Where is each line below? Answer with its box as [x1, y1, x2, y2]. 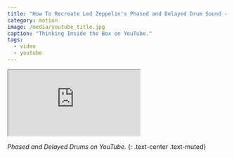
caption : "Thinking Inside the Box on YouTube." [7, 29, 152, 37]
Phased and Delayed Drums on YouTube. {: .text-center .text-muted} [7, 142, 207, 151]
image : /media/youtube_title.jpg [7, 23, 105, 30]
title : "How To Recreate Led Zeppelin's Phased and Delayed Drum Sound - [7, 10, 228, 18]
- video [13, 43, 37, 50]
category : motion [7, 17, 58, 24]
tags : [7, 37, 23, 44]
